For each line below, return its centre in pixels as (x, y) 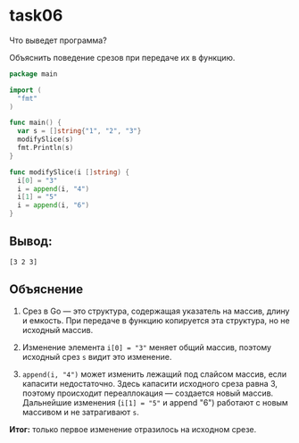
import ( (25, 90)
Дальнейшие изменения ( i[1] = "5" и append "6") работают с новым (155, 402)
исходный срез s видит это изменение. (97, 356)
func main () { (36, 123)
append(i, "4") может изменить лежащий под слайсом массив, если (154, 374)
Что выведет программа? (58, 40)
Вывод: (31, 242)
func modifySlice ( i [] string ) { (69, 172)
